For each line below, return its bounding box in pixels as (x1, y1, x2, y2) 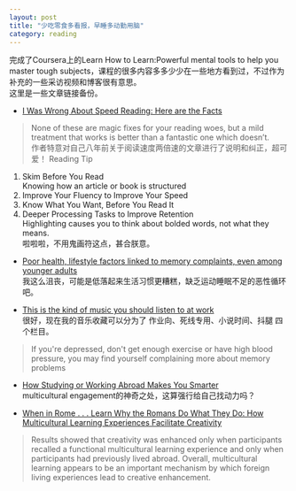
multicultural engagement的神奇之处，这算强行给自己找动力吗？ (21, 390, 256, 401)
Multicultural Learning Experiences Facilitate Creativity (21, 418, 222, 428)
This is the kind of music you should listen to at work (21, 304, 214, 315)
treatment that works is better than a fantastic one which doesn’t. (30, 132, 270, 142)
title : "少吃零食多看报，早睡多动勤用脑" (9, 21, 144, 30)
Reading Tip (48, 154, 93, 165)
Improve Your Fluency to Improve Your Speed (21, 190, 189, 201)
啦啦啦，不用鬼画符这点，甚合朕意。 (21, 238, 155, 249)
